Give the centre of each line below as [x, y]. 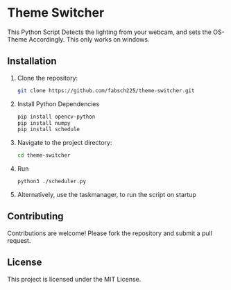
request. [19, 240]
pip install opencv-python [56, 117]
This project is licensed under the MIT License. [74, 279]
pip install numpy [44, 123]
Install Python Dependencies [58, 104]
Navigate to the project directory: [65, 143]
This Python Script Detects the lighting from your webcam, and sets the [109, 32]
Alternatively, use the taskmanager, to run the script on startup [106, 195]
